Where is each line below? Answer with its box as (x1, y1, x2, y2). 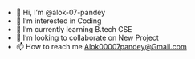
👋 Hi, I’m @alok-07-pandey (15, 8, 106, 17)
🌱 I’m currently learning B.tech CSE (15, 25, 132, 33)
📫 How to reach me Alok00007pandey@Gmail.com (15, 42, 187, 51)
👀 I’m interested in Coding (15, 16, 102, 26)
